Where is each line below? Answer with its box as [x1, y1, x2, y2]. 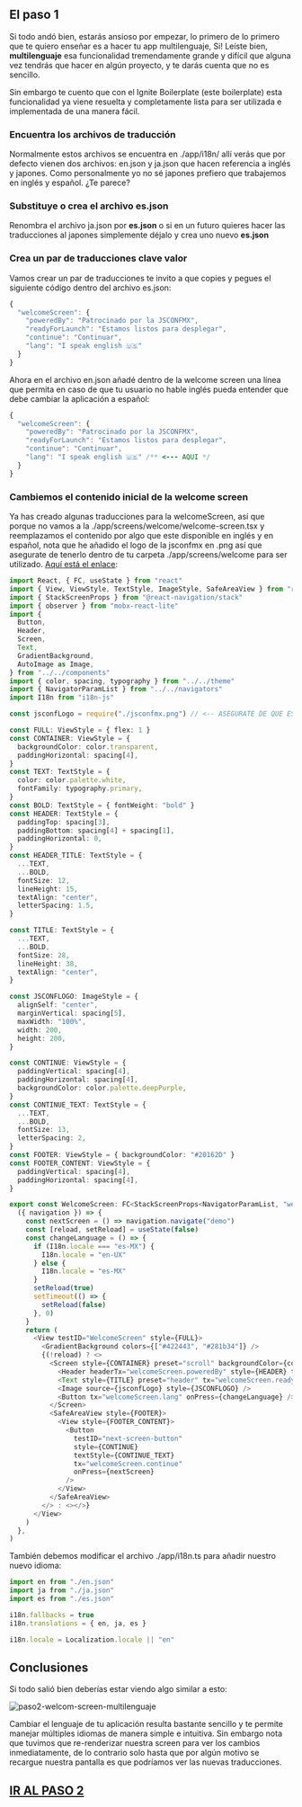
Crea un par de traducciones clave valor [9, 252, 188, 264]
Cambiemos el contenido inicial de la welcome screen [9, 490, 249, 503]
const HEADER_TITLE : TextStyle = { [9, 851, 143, 860]
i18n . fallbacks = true [9, 1610, 94, 1619]
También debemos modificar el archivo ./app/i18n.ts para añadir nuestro [9, 1551, 277, 1562]
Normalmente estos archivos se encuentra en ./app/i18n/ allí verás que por [9, 148, 286, 160]
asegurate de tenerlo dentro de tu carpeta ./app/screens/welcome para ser [9, 549, 288, 560]
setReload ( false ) [41, 1300, 106, 1309]
